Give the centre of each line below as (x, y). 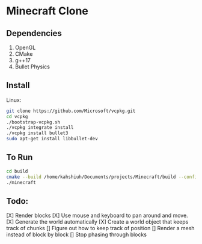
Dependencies (34, 33)
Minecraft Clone (47, 11)
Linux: (14, 100)
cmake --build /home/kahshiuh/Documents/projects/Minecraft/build (91, 177)
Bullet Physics (32, 67)
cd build (17, 171)
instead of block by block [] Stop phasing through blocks (77, 234)
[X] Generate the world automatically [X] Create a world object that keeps (97, 222)
